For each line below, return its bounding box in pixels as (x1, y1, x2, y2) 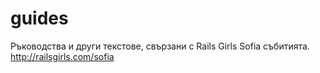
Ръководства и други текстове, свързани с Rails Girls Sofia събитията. (10, 40, 310, 52)
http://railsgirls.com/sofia (10, 50, 115, 62)
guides (10, 7, 69, 30)
